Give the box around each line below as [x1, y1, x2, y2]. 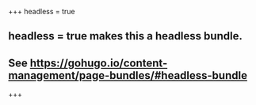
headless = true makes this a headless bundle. [8, 29, 243, 43]
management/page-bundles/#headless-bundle [8, 69, 248, 82]
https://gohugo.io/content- [29, 56, 168, 69]
